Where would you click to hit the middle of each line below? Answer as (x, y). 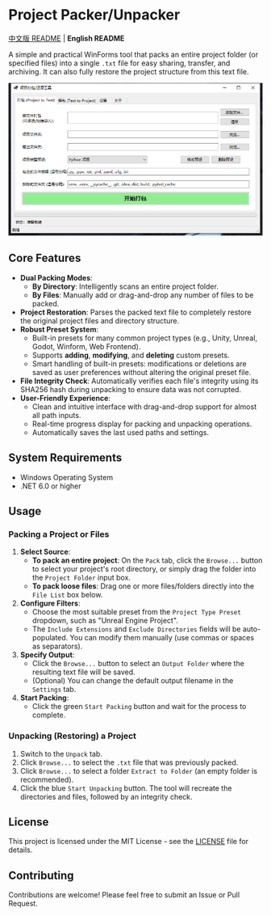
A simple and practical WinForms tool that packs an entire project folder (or (133, 54)
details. (21, 850)
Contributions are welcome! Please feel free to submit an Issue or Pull (124, 895)
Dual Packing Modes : (56, 277)
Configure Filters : (50, 603)
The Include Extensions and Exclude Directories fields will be (136, 629)
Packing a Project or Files (59, 534)
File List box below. (67, 595)
